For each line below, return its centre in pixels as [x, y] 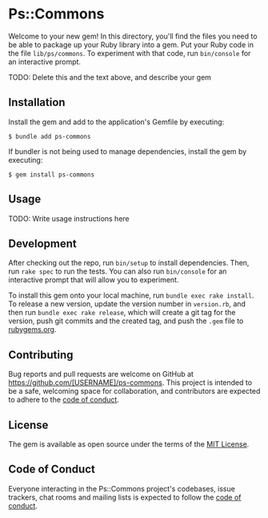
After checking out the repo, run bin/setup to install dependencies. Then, [129, 263]
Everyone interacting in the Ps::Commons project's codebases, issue [122, 488]
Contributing [41, 355]
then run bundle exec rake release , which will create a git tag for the [122, 313]
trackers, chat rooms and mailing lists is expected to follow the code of [125, 497]
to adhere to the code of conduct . [64, 400]
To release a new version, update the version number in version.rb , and [127, 304]
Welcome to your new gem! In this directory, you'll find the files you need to [133, 36]
